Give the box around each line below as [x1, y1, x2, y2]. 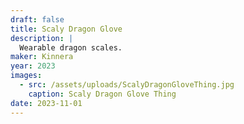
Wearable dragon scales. [19, 42, 123, 53]
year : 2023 [10, 61, 56, 71]
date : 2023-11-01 [10, 98, 83, 108]
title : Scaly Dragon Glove [10, 24, 123, 34]
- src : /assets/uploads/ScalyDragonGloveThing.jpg [19, 80, 235, 90]
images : [10, 71, 43, 81]
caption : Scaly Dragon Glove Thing [28, 89, 177, 99]
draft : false [10, 14, 65, 25]
